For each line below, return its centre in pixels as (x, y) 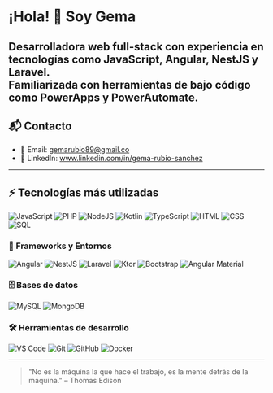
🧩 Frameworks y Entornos (60, 246)
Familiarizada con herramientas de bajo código (130, 85)
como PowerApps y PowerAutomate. (104, 97)
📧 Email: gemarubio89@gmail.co (75, 150)
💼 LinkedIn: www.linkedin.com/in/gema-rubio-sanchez (111, 159)
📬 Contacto (40, 126)
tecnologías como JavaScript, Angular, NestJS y (133, 59)
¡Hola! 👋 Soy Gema (72, 17)
